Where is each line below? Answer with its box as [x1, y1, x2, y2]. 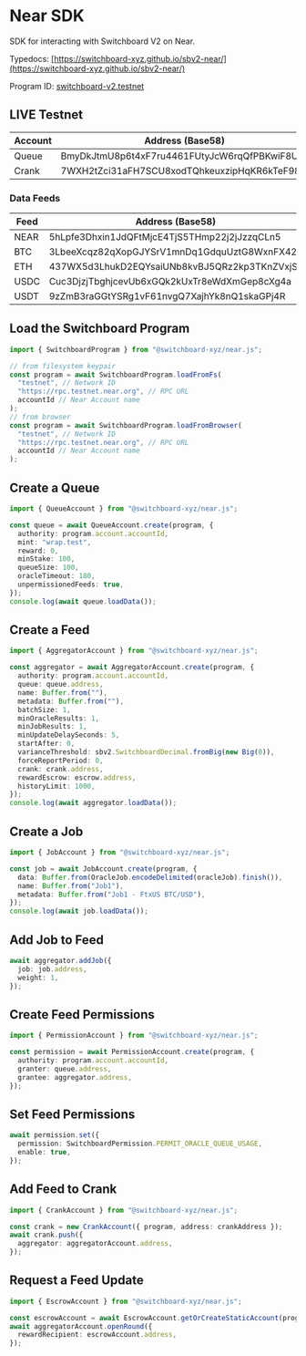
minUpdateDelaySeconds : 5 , [17, 730, 120, 740]
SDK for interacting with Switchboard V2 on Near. [9, 36, 196, 47]
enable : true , [17, 1148, 71, 1157]
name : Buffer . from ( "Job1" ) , [17, 881, 125, 890]
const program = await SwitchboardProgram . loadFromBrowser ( [9, 420, 243, 430]
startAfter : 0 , [17, 740, 76, 749]
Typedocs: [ [9, 53, 55, 64]
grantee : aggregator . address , [17, 1072, 132, 1082]
